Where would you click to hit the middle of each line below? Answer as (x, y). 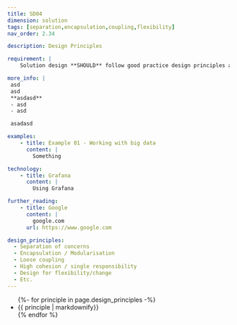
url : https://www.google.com (69, 227)
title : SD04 (25, 14)
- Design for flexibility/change (63, 273)
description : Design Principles (55, 47)
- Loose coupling (39, 260)
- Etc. (23, 279)
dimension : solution (38, 20)
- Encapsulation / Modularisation (64, 253)
